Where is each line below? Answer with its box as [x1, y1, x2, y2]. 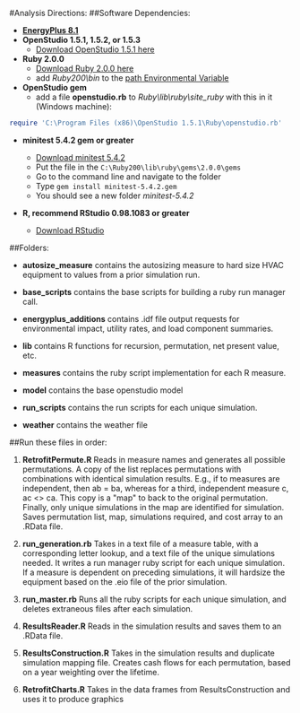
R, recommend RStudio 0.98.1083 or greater [21, 207, 190, 218]
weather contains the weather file [21, 419, 148, 430]
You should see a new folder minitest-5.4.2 [35, 190, 194, 201]
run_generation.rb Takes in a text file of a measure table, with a [21, 538, 259, 549]
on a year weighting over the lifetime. [21, 666, 159, 677]
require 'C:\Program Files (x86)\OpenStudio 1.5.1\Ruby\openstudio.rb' [9, 118, 282, 127]
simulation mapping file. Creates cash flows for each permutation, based [21, 656, 291, 667]
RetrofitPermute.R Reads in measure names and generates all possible [21, 454, 286, 465]
